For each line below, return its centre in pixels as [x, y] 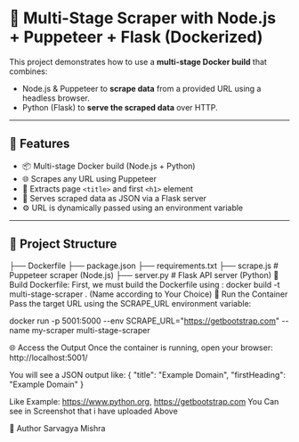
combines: [28, 71]
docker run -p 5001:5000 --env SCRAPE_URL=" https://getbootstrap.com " [145, 321]
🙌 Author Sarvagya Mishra [57, 428]
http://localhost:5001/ [48, 357]
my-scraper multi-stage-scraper [91, 330]
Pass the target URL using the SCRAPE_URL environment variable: [130, 303]
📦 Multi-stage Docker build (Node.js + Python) [109, 166]
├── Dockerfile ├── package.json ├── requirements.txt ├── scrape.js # [144, 266]
